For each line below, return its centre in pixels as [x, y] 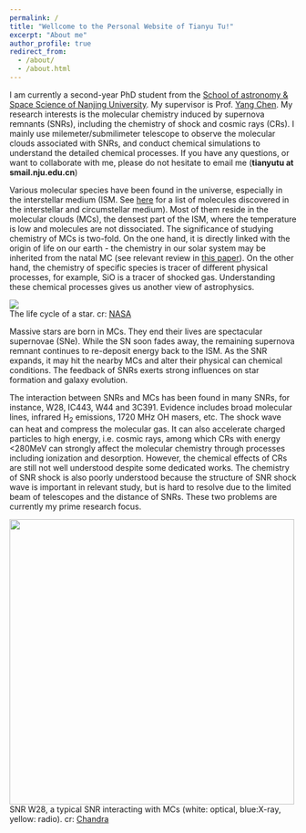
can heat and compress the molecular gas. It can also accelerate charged [148, 429]
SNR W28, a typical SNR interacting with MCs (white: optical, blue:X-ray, [145, 809]
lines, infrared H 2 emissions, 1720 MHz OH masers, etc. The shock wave [146, 418]
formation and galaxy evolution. [69, 380]
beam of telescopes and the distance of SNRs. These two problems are [143, 496]
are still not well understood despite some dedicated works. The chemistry [149, 467]
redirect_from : [38, 52]
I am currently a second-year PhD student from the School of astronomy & [149, 94]
